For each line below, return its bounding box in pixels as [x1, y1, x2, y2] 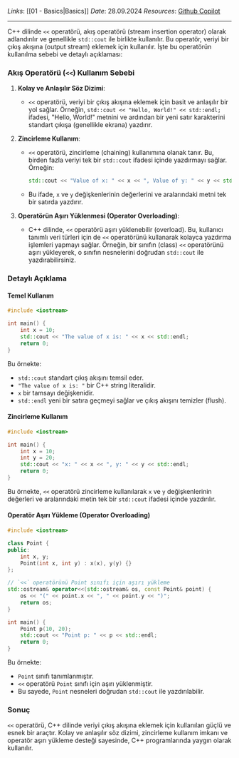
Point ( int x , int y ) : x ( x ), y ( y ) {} [20, 560, 132, 567]
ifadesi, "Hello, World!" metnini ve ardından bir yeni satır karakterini [28, 113, 225, 121]
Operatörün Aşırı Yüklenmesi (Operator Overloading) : [17, 211, 180, 221]
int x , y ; [20, 553, 50, 560]
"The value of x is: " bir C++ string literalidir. [17, 380, 156, 389]
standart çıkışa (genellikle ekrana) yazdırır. [28, 121, 153, 129]
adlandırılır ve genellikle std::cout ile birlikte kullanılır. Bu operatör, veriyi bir [7, 35, 229, 43]
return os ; [20, 599, 53, 606]
